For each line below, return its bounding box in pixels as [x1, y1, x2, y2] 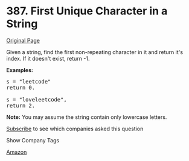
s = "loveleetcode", [6, 96, 68, 103]
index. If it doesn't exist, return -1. [6, 55, 90, 62]
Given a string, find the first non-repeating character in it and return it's [6, 48, 183, 55]
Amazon [6, 148, 27, 156]
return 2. [6, 102, 35, 109]
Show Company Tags [6, 136, 59, 144]
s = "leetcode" [6, 78, 51, 85]
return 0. [6, 84, 35, 91]
